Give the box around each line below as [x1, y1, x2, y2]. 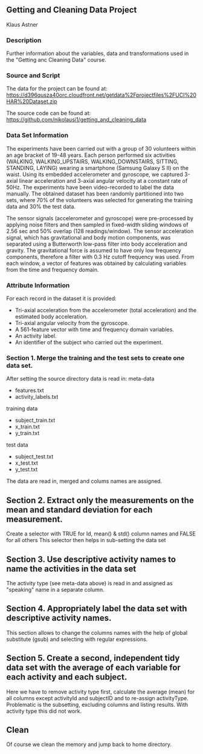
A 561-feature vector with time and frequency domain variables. [14, 326, 174, 333]
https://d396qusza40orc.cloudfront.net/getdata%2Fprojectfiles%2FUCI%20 [6, 91, 197, 99]
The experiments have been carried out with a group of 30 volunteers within [6, 145, 196, 152]
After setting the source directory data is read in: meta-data [6, 375, 155, 382]
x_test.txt [14, 459, 38, 467]
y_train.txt [14, 430, 40, 437]
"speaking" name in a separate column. [6, 586, 105, 593]
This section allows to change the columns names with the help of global [6, 629, 188, 636]
